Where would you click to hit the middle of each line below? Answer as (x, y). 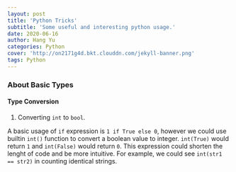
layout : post (27, 14)
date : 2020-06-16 (33, 34)
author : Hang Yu (31, 40)
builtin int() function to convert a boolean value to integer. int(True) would (118, 138)
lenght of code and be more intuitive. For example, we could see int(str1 (115, 154)
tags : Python (27, 60)
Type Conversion (33, 102)
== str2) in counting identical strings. (62, 161)
